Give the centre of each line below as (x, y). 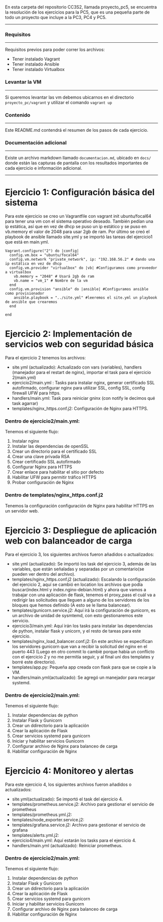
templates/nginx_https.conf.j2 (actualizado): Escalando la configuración (84, 579)
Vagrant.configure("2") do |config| (42, 251)
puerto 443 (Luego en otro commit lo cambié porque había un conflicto (83, 652)
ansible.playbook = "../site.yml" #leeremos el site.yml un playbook (86, 298)
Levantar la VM (23, 82)
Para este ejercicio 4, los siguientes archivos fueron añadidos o (68, 784)
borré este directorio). (34, 662)
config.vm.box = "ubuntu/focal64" (44, 255)
